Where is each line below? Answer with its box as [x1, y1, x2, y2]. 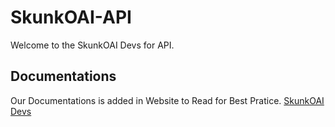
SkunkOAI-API [10, 6, 132, 29]
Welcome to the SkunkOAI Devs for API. [10, 39, 175, 51]
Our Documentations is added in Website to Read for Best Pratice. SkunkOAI [10, 94, 325, 106]
